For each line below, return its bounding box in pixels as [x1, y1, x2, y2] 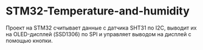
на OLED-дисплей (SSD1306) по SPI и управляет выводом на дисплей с [5, 30, 192, 37]
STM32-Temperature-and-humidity [5, 4, 190, 18]
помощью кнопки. [5, 37, 53, 44]
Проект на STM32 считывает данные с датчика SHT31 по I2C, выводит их [5, 24, 197, 31]
